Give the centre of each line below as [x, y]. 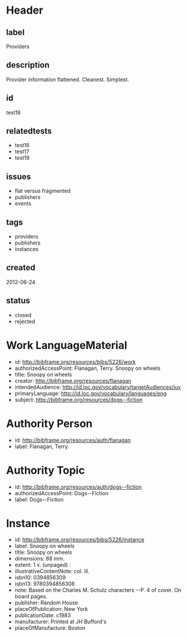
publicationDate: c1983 [43, 616]
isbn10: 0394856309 [40, 578]
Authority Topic [46, 470]
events [23, 204]
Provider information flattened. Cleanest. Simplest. [67, 79]
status [18, 301]
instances [27, 249]
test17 [22, 151]
